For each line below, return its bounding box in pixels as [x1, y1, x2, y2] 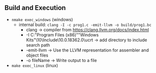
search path [26, 42, 50, 48]
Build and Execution [4, 4, 66, 12]
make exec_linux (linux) [11, 62, 59, 68]
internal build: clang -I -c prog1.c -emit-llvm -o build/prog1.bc [18, 22, 152, 27]
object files [26, 52, 48, 58]
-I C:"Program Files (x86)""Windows [26, 32, 99, 37]
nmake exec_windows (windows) [11, 16, 73, 22]
